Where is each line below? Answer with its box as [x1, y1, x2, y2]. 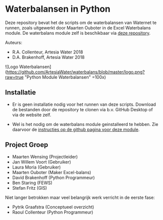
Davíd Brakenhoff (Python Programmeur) [12, 174, 95, 180]
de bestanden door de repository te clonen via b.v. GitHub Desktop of [12, 106, 153, 112]
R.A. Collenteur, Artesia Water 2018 [12, 49, 83, 55]
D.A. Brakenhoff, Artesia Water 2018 [12, 54, 85, 60]
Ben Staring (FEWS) [12, 180, 53, 186]
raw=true [5, 74, 24, 80]
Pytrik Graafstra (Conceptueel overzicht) [12, 204, 94, 210]
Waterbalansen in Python [5, 3, 111, 15]
